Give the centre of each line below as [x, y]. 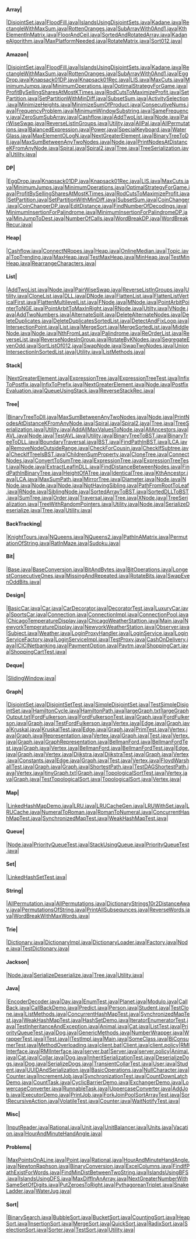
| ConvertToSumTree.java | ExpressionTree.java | [88, 461]
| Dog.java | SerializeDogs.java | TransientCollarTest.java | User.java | [100, 1063]
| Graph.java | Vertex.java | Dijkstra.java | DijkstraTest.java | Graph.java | [94, 754]
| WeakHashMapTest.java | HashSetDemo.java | [76, 1020]
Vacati [181, 1127]
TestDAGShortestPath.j [161, 767]
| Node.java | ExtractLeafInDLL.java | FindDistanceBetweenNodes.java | [101, 467]
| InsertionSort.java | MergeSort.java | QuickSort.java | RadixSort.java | [106, 1224]
